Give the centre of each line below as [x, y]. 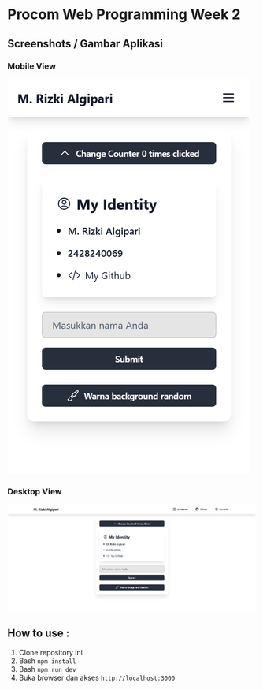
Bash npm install [47, 661]
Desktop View [35, 491]
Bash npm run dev [47, 669]
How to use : [39, 634]
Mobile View [32, 66]
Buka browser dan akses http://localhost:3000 [97, 677]
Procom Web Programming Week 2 [124, 15]
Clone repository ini [51, 652]
